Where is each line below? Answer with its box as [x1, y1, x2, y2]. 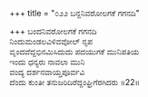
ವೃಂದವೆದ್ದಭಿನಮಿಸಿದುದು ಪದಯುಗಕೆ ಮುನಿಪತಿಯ [9, 46, 140, 57]
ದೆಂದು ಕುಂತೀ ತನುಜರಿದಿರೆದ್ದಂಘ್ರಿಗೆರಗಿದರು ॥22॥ [9, 77, 141, 87]
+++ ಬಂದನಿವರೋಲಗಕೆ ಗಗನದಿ [9, 26, 97, 36]
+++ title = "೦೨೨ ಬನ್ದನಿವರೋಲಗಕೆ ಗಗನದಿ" [9, 8, 141, 18]
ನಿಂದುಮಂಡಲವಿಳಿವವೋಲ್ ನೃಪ [9, 36, 94, 46]
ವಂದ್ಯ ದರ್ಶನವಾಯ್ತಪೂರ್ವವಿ [9, 67, 85, 77]
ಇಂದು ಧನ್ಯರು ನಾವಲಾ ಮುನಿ [9, 56, 85, 67]
